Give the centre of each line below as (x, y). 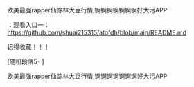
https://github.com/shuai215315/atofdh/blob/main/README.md (97, 32)
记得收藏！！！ (28, 47)
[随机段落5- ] (26, 61)
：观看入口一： (28, 25)
